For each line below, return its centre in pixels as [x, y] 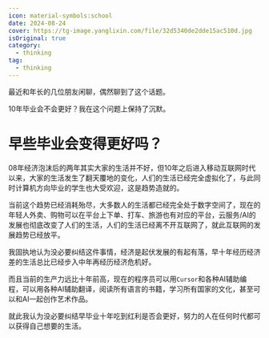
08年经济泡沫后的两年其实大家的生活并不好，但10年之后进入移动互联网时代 [132, 167]
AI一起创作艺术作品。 [57, 299]
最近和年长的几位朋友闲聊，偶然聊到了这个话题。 [89, 91]
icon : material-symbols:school [60, 16]
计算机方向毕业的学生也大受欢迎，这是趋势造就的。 [99, 187]
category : [25, 46]
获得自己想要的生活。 [50, 326]
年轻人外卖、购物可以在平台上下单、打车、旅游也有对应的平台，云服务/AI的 [132, 215]
